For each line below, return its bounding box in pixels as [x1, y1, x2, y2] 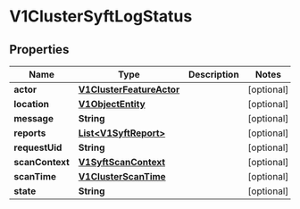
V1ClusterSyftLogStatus [9, 6, 193, 27]
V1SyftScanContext [78, 156, 166, 168]
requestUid [13, 141, 62, 154]
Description [187, 69, 239, 80]
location [13, 98, 49, 110]
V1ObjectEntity [78, 98, 146, 110]
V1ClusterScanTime [78, 171, 167, 182]
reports [13, 127, 46, 139]
